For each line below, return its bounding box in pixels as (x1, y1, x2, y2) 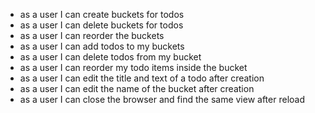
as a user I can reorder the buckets (19, 30, 165, 41)
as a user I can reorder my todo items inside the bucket (19, 62, 248, 73)
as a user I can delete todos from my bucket (19, 51, 202, 63)
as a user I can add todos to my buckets (19, 40, 185, 52)
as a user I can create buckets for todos (19, 9, 185, 20)
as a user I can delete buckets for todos (19, 19, 184, 31)
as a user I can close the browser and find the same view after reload (19, 94, 305, 105)
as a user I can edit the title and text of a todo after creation (19, 72, 265, 84)
